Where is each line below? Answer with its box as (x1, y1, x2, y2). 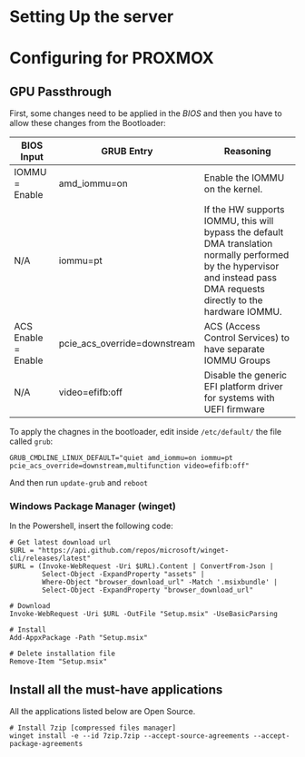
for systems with (203, 392, 275, 405)
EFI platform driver (203, 380, 283, 393)
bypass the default (203, 226, 284, 239)
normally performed (203, 249, 290, 261)
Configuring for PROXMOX (9, 48, 215, 69)
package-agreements (9, 740, 84, 749)
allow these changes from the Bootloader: (9, 118, 166, 129)
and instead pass (203, 271, 277, 284)
